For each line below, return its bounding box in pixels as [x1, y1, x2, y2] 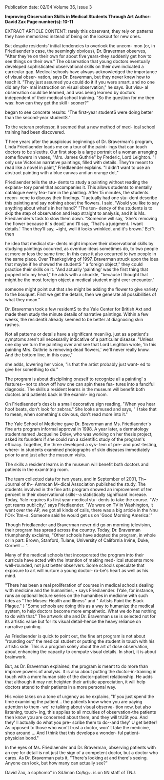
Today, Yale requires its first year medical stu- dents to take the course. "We [5, 497, 158, 502]
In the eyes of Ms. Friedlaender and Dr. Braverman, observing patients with [5, 744, 156, 750]
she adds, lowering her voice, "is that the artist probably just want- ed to [5, 361, 151, 367]
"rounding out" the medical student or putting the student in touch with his [5, 638, 155, 644]
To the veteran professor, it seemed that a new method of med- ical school [5, 124, 156, 130]
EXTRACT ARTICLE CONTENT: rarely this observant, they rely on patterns [5, 28, 154, 34]
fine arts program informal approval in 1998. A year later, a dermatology [5, 426, 149, 431]
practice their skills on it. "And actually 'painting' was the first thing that [5, 267, 148, 272]
